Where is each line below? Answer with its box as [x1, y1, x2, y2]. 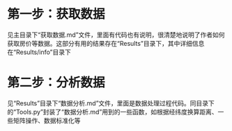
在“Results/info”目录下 [7, 48, 71, 56]
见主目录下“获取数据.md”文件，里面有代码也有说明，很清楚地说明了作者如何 [7, 30, 225, 39]
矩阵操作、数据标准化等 [13, 116, 81, 125]
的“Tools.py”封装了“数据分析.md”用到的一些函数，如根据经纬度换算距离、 [7, 107, 218, 116]
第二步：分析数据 [7, 75, 106, 91]
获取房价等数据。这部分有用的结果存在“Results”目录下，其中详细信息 [7, 39, 205, 47]
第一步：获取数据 [7, 6, 106, 22]
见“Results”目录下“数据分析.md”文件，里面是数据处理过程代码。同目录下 [7, 98, 215, 107]
